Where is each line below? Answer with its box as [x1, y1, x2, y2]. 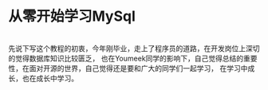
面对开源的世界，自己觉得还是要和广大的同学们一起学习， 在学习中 [29, 63, 248, 72]
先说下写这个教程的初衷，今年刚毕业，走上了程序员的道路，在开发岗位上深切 [8, 43, 260, 53]
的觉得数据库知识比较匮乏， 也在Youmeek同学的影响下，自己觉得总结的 [8, 53, 244, 63]
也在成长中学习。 [22, 73, 78, 83]
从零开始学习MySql [8, 7, 136, 25]
